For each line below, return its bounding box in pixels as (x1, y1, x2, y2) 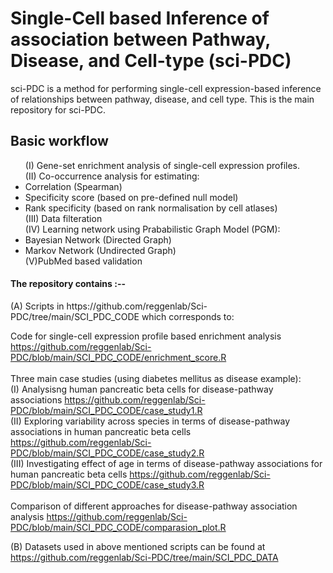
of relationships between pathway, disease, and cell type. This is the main (10, 93, 315, 105)
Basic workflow (10, 133, 109, 150)
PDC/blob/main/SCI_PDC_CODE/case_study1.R (10, 404, 203, 416)
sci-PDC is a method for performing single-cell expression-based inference (10, 82, 322, 94)
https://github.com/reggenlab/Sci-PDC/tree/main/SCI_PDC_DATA (10, 551, 279, 563)
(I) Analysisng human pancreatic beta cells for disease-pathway (10, 383, 274, 395)
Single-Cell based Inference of (10, 7, 270, 30)
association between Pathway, (10, 28, 271, 51)
